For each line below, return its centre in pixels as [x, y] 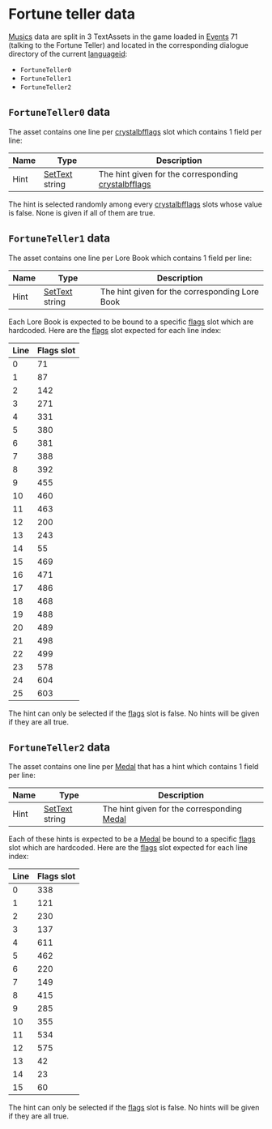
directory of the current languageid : [68, 53]
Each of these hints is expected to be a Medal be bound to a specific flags [132, 839]
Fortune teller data [72, 14]
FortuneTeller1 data [59, 239]
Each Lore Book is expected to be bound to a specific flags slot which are [131, 322]
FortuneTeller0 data [59, 112]
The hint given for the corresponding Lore [179, 291]
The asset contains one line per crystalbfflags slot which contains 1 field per [135, 131]
